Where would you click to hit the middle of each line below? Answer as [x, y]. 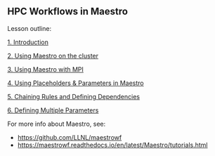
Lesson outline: [29, 28]
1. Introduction [28, 42]
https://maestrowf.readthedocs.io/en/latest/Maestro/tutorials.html [112, 145]
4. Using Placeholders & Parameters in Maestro [76, 83]
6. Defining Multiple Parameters [53, 110]
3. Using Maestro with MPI [46, 69]
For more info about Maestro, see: [57, 124]
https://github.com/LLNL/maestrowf [70, 137]
